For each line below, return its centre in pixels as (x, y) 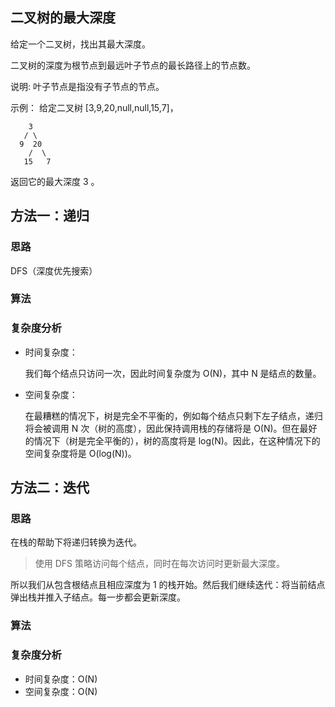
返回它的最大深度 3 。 (55, 181)
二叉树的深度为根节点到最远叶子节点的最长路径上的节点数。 (133, 65)
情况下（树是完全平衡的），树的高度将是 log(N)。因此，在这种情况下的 (177, 440)
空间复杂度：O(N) (61, 691)
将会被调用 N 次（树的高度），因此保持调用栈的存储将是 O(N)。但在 (162, 428)
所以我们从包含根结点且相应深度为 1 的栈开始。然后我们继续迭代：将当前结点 (168, 585)
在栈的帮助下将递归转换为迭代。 (76, 542)
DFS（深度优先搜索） (54, 270)
